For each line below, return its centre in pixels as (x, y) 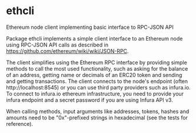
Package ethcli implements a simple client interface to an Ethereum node (94, 38)
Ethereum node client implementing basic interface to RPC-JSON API (90, 27)
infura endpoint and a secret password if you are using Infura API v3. (90, 100)
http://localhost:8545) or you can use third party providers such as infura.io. (99, 87)
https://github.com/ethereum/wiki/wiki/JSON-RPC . (67, 51)
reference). (20, 124)
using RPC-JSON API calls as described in (57, 45)
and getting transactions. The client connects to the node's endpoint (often (97, 81)
